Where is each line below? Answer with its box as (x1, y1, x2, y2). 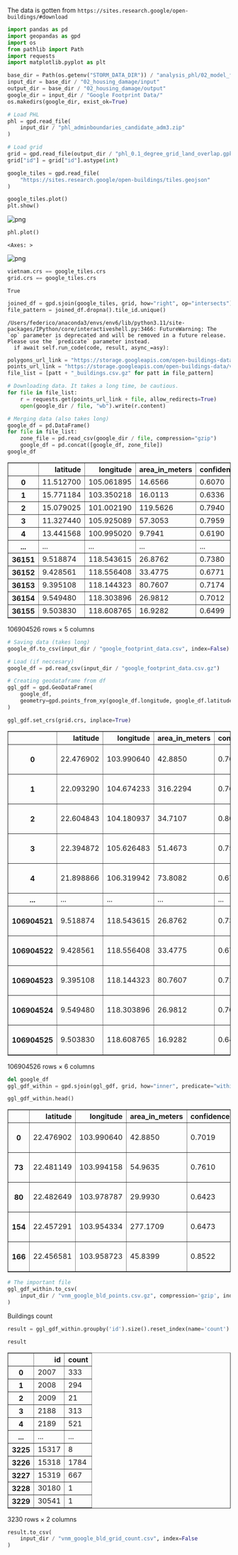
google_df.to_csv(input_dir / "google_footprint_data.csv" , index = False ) (7, 645, 230, 652)
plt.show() (7, 202, 40, 210)
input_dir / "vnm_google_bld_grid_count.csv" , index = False (20, 1535, 198, 1542)
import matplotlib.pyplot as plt (7, 59, 106, 66)
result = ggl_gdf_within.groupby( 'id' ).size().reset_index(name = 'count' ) (7, 1325, 230, 1333)
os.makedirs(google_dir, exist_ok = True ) (7, 98, 129, 105)
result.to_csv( (7, 1529, 52, 1536)
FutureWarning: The (159, 325, 217, 332)
